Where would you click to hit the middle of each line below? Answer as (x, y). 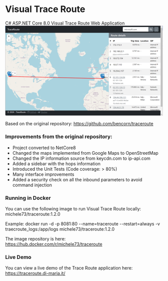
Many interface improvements (43, 174)
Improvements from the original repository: (59, 137)
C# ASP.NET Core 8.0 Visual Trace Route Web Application (65, 23)
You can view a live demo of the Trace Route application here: (69, 268)
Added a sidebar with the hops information (56, 163)
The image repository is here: (35, 238)
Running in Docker (28, 198)
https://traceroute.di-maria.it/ (35, 273)
